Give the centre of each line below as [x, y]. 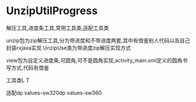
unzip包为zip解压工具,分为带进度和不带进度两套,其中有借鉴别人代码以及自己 [98, 40]
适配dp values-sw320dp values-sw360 [54, 93]
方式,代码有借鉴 [30, 68]
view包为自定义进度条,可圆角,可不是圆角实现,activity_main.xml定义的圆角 [94, 60]
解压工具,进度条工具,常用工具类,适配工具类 [58, 28]
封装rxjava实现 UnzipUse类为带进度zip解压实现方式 [68, 48]
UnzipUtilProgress [52, 11]
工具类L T [18, 80]
